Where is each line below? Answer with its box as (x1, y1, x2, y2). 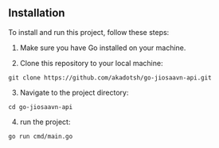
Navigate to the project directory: (19, 88, 129, 97)
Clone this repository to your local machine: (19, 58, 163, 68)
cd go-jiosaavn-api (8, 103, 73, 111)
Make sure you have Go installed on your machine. (19, 43, 186, 53)
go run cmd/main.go (8, 132, 73, 140)
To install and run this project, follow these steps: (8, 27, 170, 37)
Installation (8, 6, 65, 20)
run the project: (19, 117, 71, 127)
